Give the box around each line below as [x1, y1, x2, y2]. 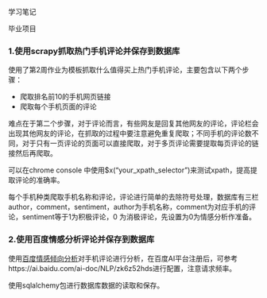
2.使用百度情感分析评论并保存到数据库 [8, 234, 155, 245]
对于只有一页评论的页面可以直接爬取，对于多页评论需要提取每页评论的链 [21, 138, 259, 149]
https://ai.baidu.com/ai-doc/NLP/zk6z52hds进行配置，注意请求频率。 [8, 263, 237, 273]
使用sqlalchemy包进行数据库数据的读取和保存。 [8, 281, 164, 290]
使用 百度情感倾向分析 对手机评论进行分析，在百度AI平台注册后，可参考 [8, 253, 238, 263]
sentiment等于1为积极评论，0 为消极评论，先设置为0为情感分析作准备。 [21, 212, 257, 222]
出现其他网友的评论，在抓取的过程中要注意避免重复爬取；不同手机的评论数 [8, 129, 252, 138]
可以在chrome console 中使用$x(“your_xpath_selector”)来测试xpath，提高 [8, 165, 251, 175]
